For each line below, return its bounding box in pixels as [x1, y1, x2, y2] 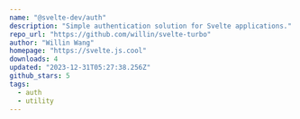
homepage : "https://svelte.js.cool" [9, 47, 147, 55]
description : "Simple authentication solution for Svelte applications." [9, 21, 293, 30]
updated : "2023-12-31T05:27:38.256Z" [9, 64, 151, 72]
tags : [9, 80, 30, 89]
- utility [17, 96, 54, 106]
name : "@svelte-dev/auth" [9, 13, 106, 22]
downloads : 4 [9, 55, 59, 64]
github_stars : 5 [9, 72, 70, 81]
